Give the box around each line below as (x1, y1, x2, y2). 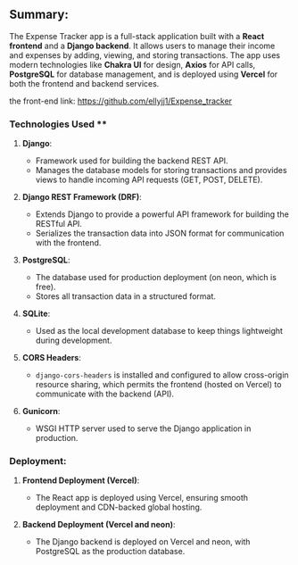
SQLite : (21, 308, 51, 320)
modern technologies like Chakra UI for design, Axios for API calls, (9, 59, 256, 70)
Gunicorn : (21, 406, 61, 417)
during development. (35, 335, 112, 346)
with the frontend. (35, 237, 102, 248)
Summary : (9, 7, 69, 22)
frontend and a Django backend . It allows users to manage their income (9, 40, 276, 51)
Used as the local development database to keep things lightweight (35, 326, 284, 337)
